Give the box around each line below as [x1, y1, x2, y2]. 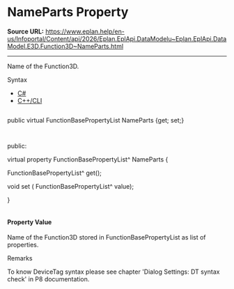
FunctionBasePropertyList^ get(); [7, 169, 102, 177]
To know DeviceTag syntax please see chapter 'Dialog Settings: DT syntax [7, 267, 221, 276]
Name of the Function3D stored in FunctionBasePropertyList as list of [7, 233, 207, 242]
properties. [7, 241, 39, 249]
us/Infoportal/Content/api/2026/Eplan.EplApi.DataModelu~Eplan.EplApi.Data [7, 34, 227, 42]
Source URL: [7, 27, 44, 36]
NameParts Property [7, 4, 129, 20]
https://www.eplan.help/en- [45, 27, 125, 36]
